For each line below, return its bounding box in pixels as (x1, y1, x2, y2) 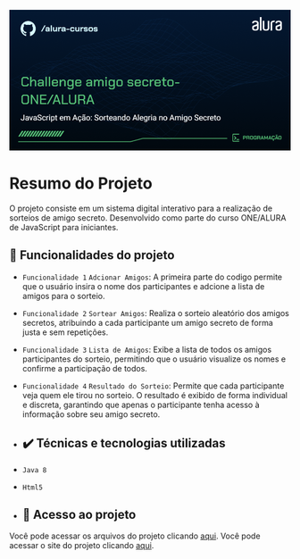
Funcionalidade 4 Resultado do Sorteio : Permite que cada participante (21, 380, 285, 391)
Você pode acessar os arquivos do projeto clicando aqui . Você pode (9, 530, 261, 541)
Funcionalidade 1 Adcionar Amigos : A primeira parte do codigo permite (21, 271, 283, 282)
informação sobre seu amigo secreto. (21, 408, 161, 420)
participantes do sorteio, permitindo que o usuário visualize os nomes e (21, 354, 287, 364)
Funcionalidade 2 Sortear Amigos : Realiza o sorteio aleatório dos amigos (21, 307, 290, 318)
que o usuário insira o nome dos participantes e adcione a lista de (21, 280, 265, 291)
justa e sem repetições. (21, 327, 109, 338)
